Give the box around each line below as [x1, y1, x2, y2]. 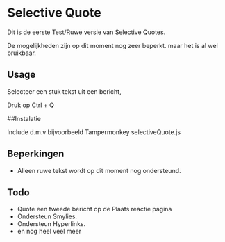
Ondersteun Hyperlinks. [17, 220, 85, 228]
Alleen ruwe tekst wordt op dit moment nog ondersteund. [17, 166, 182, 175]
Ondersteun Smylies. [17, 212, 78, 220]
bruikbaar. [7, 49, 37, 57]
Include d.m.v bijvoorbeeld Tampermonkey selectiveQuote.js [7, 127, 181, 136]
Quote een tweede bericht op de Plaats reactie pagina [17, 205, 172, 213]
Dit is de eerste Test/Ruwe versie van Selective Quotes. [7, 28, 166, 36]
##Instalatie [7, 114, 42, 122]
